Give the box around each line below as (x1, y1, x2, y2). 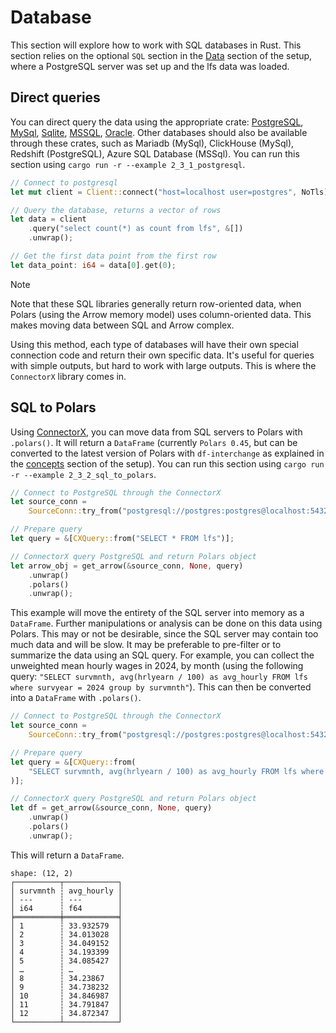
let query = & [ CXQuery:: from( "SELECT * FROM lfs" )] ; (10, 534, 235, 544)
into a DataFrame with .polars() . (10, 692, 142, 704)
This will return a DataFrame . (10, 849, 125, 861)
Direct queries (10, 89, 101, 106)
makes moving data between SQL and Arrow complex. (10, 319, 235, 331)
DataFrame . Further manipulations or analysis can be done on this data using (10, 617, 323, 630)
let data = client (10, 214, 87, 225)
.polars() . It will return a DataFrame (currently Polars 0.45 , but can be (10, 436, 298, 448)
